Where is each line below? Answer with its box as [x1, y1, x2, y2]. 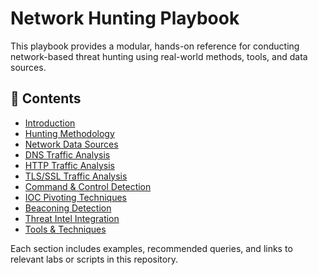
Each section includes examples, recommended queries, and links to [10, 242, 293, 254]
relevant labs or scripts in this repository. [10, 253, 178, 265]
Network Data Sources [24, 138, 119, 150]
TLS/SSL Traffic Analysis [24, 170, 128, 182]
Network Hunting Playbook [10, 7, 240, 30]
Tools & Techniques [24, 223, 107, 235]
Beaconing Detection [24, 202, 112, 214]
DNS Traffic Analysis [24, 148, 111, 161]
